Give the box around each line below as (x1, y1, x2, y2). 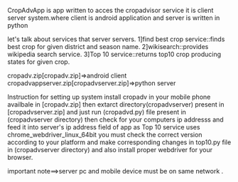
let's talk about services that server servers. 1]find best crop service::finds (7, 35, 225, 43)
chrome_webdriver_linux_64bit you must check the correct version (7, 131, 202, 139)
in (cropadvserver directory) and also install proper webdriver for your (7, 146, 213, 154)
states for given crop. (7, 58, 70, 66)
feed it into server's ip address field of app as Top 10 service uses (7, 123, 200, 131)
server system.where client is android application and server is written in (7, 14, 220, 22)
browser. (7, 153, 33, 161)
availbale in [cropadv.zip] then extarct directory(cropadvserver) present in (7, 100, 225, 109)
